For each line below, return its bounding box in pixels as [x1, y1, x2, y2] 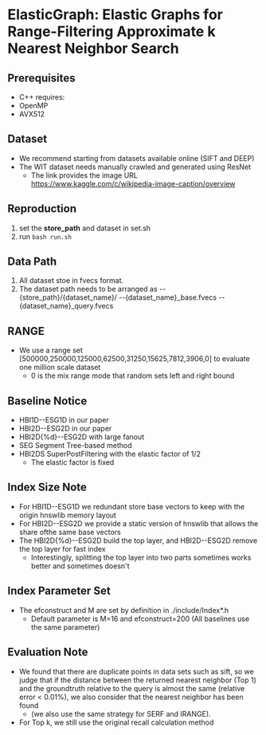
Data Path [7, 255, 57, 269]
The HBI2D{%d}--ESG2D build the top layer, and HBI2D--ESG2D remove [18, 536, 258, 545]
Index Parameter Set [7, 584, 111, 598]
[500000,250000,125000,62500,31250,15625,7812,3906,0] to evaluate [18, 354, 250, 364]
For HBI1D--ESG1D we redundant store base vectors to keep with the [18, 501, 244, 511]
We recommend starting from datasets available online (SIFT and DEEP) [18, 153, 255, 163]
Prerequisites [7, 71, 76, 85]
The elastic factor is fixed [30, 458, 115, 467]
